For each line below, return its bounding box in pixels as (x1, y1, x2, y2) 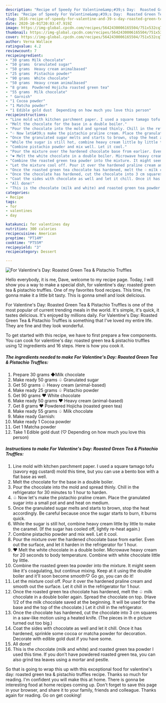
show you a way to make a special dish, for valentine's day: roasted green (5, 282, 156, 288)
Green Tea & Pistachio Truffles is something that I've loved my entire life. (5, 318, 153, 324)
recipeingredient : (5, 53, 43, 58)
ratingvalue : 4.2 (5, 44, 41, 49)
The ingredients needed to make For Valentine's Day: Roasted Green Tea (5, 354, 158, 360)
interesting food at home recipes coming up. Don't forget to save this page (5, 682, 157, 688)
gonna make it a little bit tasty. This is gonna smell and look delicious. (5, 292, 146, 298)
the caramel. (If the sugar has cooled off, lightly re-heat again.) (12, 526, 140, 532)
